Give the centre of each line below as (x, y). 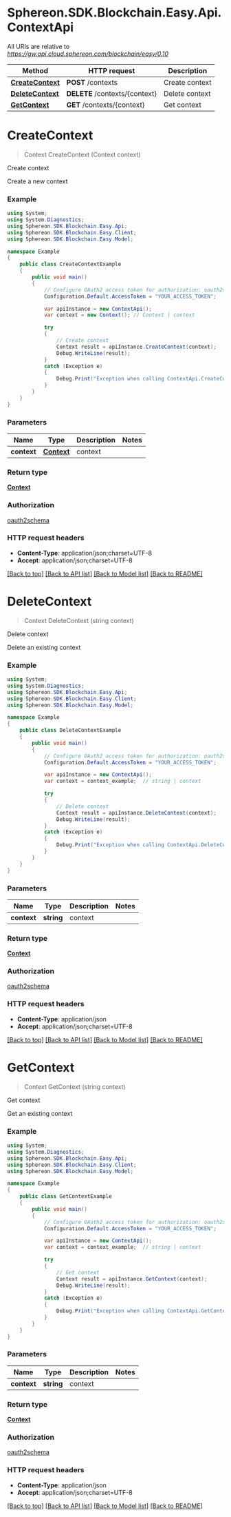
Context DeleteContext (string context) (79, 620)
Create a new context (37, 181)
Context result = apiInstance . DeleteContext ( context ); (136, 813)
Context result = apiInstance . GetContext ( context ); (132, 1279)
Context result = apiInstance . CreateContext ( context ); (136, 347)
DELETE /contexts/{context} (112, 93)
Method (35, 70)
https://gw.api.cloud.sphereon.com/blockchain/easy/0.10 (88, 54)
